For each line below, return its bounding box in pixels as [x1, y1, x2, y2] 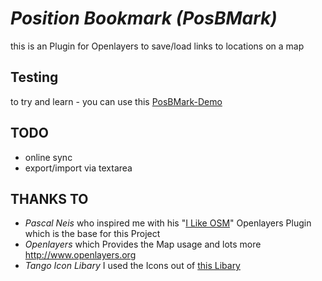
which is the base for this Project [24, 228, 161, 240]
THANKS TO [10, 190, 89, 207]
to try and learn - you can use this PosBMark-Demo [10, 95, 223, 107]
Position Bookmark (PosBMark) [10, 7, 278, 30]
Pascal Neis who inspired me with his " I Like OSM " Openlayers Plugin [24, 217, 312, 229]
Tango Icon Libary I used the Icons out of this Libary [24, 260, 241, 272]
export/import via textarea [24, 162, 133, 174]
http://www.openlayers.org [24, 249, 137, 261]
